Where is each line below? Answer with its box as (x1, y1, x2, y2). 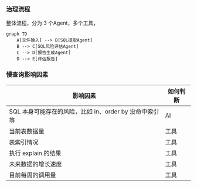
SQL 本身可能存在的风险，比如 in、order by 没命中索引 (9, 107, 159, 115)
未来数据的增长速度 (9, 160, 63, 168)
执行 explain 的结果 (9, 149, 62, 157)
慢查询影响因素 (6, 71, 49, 79)
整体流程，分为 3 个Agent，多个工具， (6, 19, 98, 27)
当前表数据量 (9, 127, 45, 135)
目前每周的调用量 (9, 171, 57, 179)
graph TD (6, 31, 28, 37)
